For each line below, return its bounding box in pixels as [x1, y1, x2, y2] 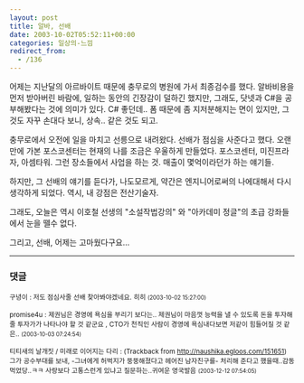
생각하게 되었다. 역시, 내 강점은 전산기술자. [9, 187, 159, 198]
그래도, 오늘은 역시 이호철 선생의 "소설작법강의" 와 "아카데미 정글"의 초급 [9, 207, 265, 217]
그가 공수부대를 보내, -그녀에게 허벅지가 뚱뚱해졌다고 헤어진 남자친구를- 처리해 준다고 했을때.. [9, 357, 283, 366]
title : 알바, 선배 [9, 22, 71, 31]
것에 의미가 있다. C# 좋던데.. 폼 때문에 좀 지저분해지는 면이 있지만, [48, 104, 280, 114]
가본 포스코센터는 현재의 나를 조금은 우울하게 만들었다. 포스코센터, [25, 145, 258, 156]
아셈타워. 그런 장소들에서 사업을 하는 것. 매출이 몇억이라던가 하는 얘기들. [21, 157, 274, 167]
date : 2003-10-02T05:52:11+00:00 [9, 30, 136, 39]
